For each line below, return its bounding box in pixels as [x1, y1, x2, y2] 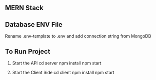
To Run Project [5, 47, 50, 55]
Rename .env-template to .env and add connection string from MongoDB [5, 33, 151, 39]
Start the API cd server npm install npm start [12, 60, 101, 66]
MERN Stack [5, 4, 44, 12]
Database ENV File [5, 20, 62, 29]
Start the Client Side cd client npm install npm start [12, 70, 115, 76]
